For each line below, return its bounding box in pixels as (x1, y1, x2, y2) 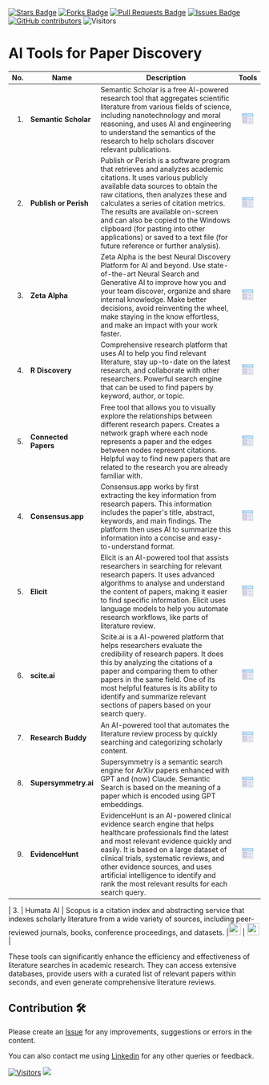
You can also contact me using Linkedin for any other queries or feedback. (8, 1050, 255, 1060)
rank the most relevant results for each (100, 879, 228, 889)
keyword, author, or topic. (100, 391, 186, 401)
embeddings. (100, 799, 144, 809)
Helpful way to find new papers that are (100, 454, 231, 463)
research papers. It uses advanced (100, 570, 215, 580)
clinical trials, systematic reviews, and (100, 854, 225, 863)
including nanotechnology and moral (100, 110, 222, 120)
